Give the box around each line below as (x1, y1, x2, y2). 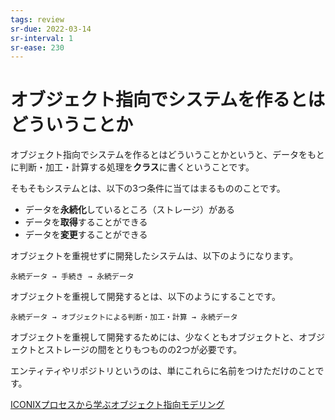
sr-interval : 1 (10, 33, 74, 43)
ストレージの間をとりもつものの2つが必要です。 (44, 344, 243, 356)
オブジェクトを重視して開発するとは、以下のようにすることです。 (10, 291, 281, 303)
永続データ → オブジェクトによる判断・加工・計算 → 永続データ (10, 312, 238, 323)
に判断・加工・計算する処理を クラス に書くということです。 (10, 161, 255, 173)
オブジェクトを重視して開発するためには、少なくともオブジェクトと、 (10, 331, 300, 343)
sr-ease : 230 (10, 42, 65, 53)
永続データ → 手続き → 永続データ (10, 272, 135, 282)
